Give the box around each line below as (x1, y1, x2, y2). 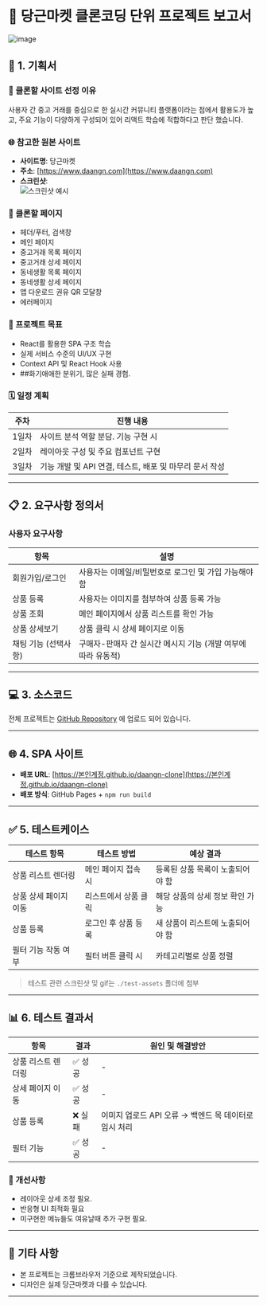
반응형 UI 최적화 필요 (19, 1204, 85, 1213)
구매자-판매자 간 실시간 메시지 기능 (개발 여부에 (78, 638, 246, 649)
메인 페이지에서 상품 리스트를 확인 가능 (78, 608, 215, 619)
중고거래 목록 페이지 (19, 248, 82, 257)
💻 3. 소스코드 (8, 688, 73, 701)
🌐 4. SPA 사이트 (8, 747, 83, 761)
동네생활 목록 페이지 (19, 268, 82, 277)
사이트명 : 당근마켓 (19, 156, 75, 166)
